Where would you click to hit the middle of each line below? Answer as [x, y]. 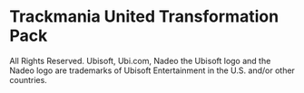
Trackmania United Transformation [144, 17]
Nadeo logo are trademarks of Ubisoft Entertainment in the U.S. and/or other [152, 70]
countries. [28, 79]
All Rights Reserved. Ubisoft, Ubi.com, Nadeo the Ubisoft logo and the [140, 60]
